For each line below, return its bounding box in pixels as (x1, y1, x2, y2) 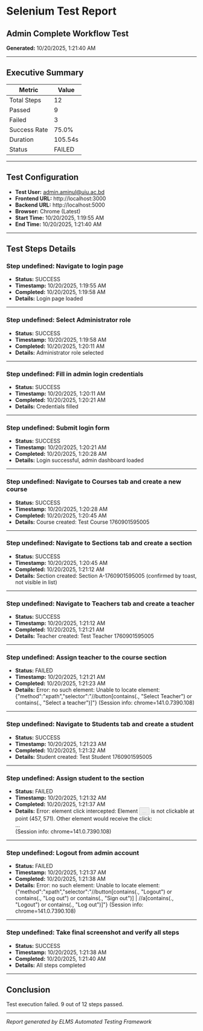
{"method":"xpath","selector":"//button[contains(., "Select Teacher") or (14, 693, 192, 700)
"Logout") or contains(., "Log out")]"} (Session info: (14, 901, 144, 909)
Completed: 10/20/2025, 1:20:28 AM (14, 450, 107, 458)
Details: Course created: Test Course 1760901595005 (14, 518, 150, 526)
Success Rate (9, 125, 48, 134)
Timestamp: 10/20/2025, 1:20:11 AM (14, 390, 106, 397)
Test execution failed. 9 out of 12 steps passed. (6, 1001, 124, 1008)
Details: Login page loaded (14, 295, 83, 302)
